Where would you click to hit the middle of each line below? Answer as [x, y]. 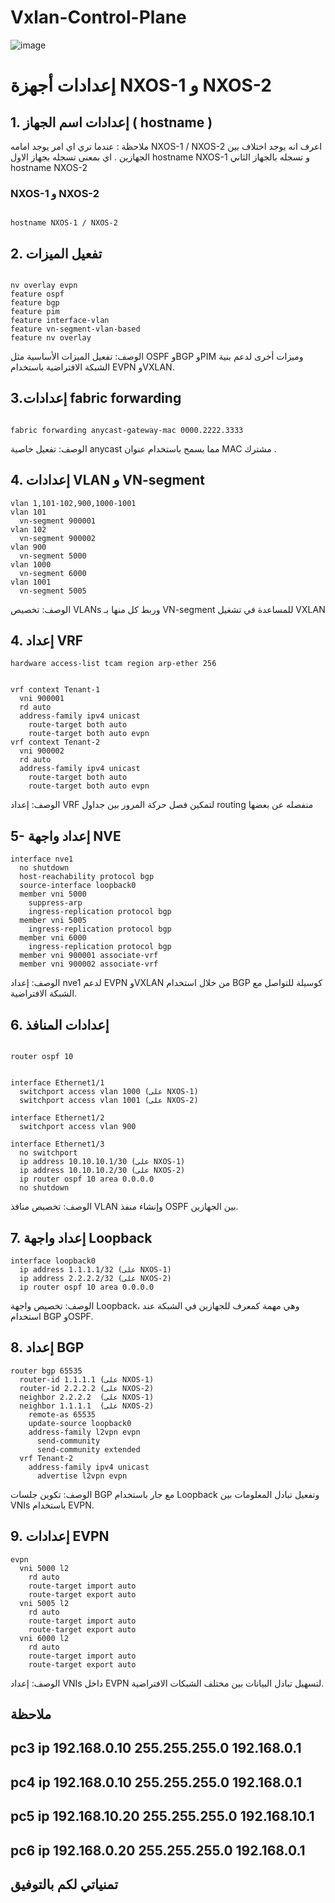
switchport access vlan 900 [78, 1127]
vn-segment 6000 [53, 573]
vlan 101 [28, 512]
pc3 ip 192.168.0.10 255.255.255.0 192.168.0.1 [156, 1748]
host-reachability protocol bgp [87, 877]
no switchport [48, 1153]
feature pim [35, 312]
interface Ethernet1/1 [57, 1083]
